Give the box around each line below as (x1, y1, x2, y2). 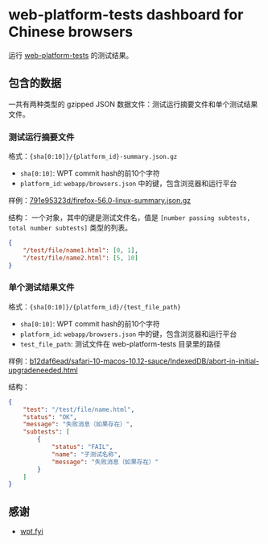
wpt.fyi (19, 526, 43, 537)
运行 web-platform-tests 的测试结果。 (8, 50, 134, 60)
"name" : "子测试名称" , (51, 450, 122, 459)
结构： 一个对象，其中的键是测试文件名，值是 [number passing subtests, (8, 213, 251, 222)
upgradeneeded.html (8, 365, 78, 375)
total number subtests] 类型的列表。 (8, 223, 133, 233)
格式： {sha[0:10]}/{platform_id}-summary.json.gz (8, 152, 178, 161)
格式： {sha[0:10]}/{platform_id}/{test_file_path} (8, 301, 181, 311)
